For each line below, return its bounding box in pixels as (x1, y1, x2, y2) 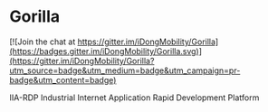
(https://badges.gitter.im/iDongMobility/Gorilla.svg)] (9, 45, 202, 56)
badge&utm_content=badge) (9, 74, 117, 85)
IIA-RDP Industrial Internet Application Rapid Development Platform (9, 92, 260, 103)
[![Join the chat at (9, 36, 76, 47)
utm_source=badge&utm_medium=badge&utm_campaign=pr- (9, 65, 241, 76)
